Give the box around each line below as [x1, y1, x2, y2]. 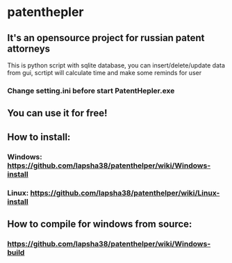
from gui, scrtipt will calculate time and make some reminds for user [7, 69, 202, 77]
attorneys [7, 42, 51, 54]
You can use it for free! [7, 107, 108, 119]
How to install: [7, 131, 71, 143]
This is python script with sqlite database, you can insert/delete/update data [7, 61, 226, 70]
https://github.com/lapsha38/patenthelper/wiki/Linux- [30, 188, 220, 198]
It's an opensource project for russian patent [7, 32, 205, 44]
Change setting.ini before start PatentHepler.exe [7, 86, 175, 95]
